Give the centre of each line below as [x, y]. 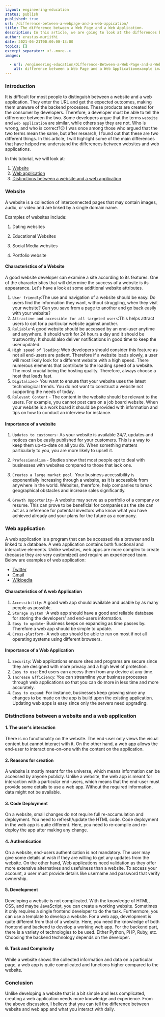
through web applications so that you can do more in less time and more [85, 682]
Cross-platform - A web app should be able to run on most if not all [80, 634]
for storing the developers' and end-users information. [67, 618]
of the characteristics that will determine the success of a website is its [77, 282]
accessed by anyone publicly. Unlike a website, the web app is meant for [79, 777]
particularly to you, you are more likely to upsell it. [63, 451]
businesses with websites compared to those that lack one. [72, 465]
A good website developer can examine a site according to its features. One [82, 277]
